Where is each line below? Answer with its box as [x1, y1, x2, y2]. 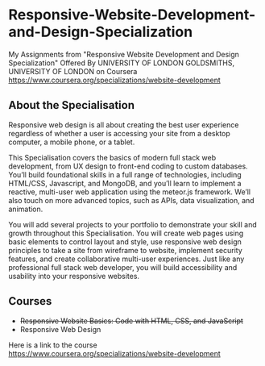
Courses [8, 294, 52, 308]
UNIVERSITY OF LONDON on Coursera [8, 66, 138, 76]
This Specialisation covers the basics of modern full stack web [8, 152, 216, 162]
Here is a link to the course [8, 340, 98, 350]
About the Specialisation [8, 98, 135, 112]
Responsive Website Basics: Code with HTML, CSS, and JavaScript [19, 316, 244, 326]
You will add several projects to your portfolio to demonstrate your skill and [8, 219, 258, 229]
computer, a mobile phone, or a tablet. [8, 137, 135, 147]
